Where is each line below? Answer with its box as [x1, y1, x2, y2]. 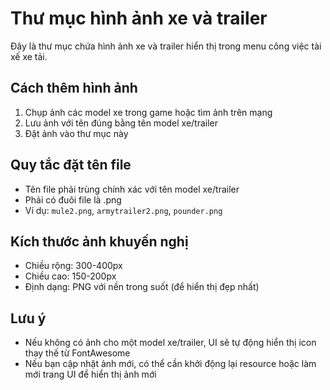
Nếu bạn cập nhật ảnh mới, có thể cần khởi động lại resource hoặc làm [24, 358, 317, 370]
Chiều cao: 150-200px [24, 270, 117, 282]
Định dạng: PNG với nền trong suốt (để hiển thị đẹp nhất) [24, 281, 260, 293]
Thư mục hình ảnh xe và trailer [10, 7, 268, 30]
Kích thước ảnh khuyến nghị [10, 233, 189, 250]
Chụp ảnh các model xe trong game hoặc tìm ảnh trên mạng [24, 106, 273, 118]
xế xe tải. [10, 50, 48, 62]
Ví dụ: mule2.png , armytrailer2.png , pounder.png [24, 204, 223, 216]
